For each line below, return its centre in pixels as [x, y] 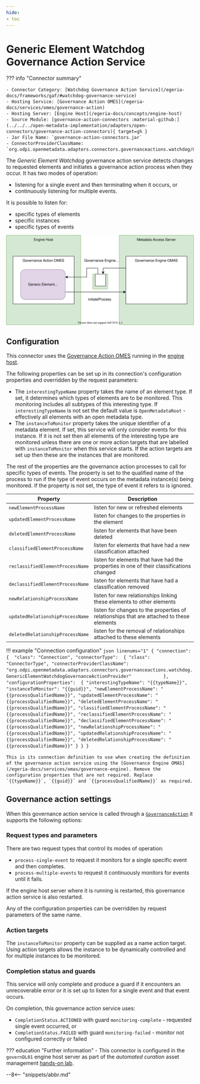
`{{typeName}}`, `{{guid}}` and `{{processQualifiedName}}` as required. [100, 781]
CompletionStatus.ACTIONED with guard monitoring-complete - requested [103, 1020]
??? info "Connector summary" [44, 78]
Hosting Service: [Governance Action [58, 102]
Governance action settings [59, 799]
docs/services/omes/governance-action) [56, 108]
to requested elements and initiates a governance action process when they [99, 167]
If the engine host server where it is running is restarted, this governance [96, 890]
